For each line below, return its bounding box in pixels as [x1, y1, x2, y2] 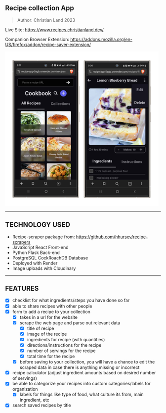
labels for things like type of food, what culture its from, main [19, 391, 144, 398]
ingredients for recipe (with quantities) [27, 336, 105, 342]
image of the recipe [27, 331, 67, 337]
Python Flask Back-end [12, 250, 60, 256]
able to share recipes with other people [12, 303, 92, 309]
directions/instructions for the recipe [27, 342, 102, 348]
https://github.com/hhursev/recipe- [76, 234, 148, 240]
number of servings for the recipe [27, 348, 96, 354]
